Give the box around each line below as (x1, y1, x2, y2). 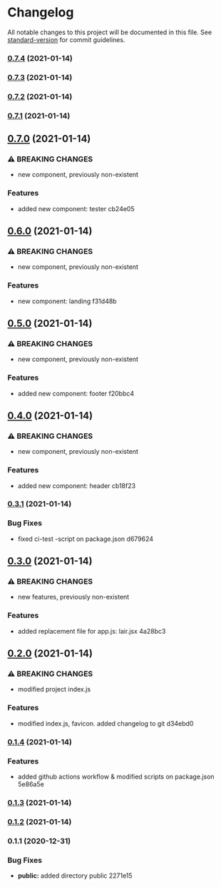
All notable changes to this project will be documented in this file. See (7, 28, 212, 36)
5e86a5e (17, 779, 44, 789)
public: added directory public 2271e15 (17, 871, 133, 880)
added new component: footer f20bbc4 (17, 389, 135, 397)
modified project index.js (17, 685, 91, 694)
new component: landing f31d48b (17, 297, 117, 305)
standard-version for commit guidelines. (7, 35, 125, 44)
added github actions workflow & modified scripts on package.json (17, 772, 215, 781)
